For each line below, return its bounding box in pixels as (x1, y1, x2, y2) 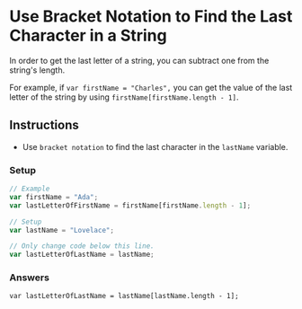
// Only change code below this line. (9, 242, 155, 251)
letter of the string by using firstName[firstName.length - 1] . (9, 92, 239, 102)
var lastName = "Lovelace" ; (9, 225, 115, 234)
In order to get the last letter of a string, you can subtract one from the (9, 55, 270, 66)
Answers (9, 271, 49, 284)
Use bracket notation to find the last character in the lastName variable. (22, 141, 289, 152)
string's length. (9, 65, 66, 75)
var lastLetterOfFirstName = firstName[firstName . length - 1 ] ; (9, 200, 252, 210)
